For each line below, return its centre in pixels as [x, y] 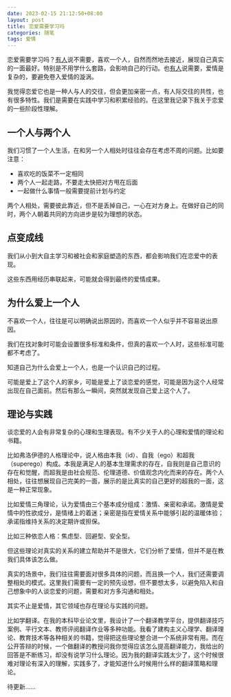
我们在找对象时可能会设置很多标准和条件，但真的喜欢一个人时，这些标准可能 [115, 344]
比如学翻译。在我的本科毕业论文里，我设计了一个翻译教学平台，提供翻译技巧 [115, 621]
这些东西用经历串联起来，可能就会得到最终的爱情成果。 [85, 279]
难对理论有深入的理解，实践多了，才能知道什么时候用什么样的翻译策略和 [109, 664]
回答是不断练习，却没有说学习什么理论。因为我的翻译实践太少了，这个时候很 [115, 655]
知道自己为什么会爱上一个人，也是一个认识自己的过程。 [85, 367]
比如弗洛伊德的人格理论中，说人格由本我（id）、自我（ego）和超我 [101, 455]
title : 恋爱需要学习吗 [36, 26]
